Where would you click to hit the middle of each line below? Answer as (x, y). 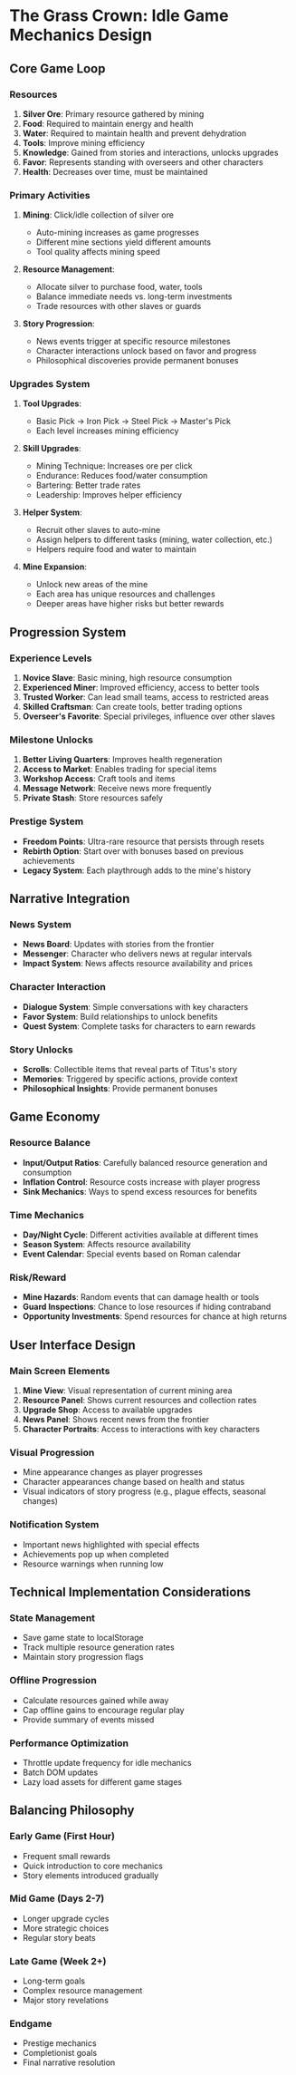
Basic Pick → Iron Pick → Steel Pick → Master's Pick (133, 422)
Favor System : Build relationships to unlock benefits (120, 1016)
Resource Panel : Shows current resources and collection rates (139, 1400)
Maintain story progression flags (83, 1657)
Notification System (54, 1525)
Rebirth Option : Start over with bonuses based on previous (133, 851)
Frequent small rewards (67, 1856)
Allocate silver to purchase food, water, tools (119, 287)
